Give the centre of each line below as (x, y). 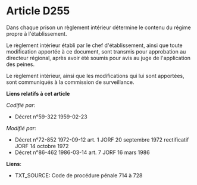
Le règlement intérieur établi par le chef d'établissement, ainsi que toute (94, 45)
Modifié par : (21, 128)
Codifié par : (21, 105)
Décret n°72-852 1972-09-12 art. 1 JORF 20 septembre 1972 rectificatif (102, 139)
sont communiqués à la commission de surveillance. (70, 82)
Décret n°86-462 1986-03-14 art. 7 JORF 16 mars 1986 (82, 152)
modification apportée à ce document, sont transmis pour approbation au (96, 51)
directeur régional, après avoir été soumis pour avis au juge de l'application (98, 58)
